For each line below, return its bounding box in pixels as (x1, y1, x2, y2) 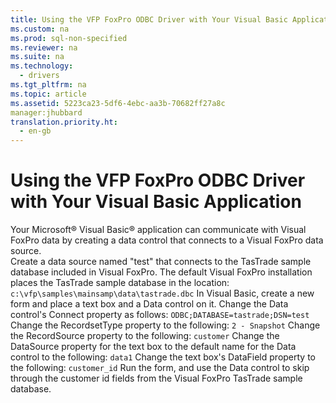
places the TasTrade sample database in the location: (10, 277, 230, 289)
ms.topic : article (10, 89, 87, 99)
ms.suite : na (10, 52, 65, 62)
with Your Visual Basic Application (10, 191, 302, 213)
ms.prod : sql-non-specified (10, 33, 128, 43)
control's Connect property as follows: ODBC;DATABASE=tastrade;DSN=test (10, 309, 310, 321)
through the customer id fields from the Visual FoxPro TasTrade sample (10, 372, 303, 385)
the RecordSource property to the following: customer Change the (10, 330, 280, 342)
